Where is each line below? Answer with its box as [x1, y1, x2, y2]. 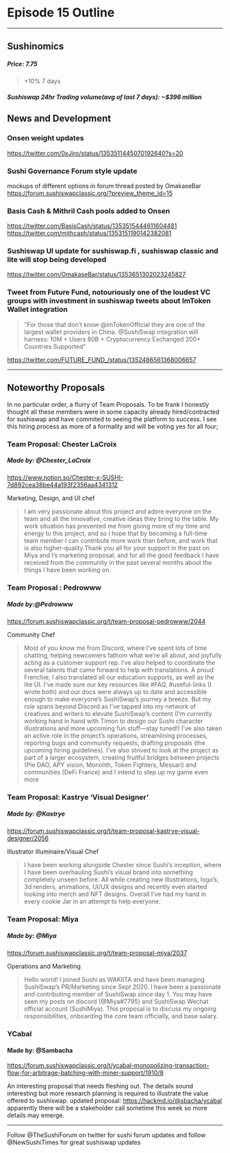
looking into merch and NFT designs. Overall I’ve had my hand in [23, 890, 207, 898]
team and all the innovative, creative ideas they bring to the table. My [23, 515, 219, 523]
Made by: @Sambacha [7, 1046, 73, 1054]
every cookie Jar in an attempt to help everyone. [23, 897, 161, 906]
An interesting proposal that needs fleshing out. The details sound [7, 1082, 194, 1090]
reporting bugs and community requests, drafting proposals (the [23, 739, 205, 747]
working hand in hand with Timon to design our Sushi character [23, 717, 203, 726]
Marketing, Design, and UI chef [7, 494, 95, 502]
